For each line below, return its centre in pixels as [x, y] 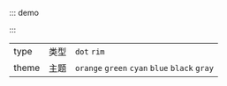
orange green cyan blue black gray [144, 68]
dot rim [90, 52]
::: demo [24, 13]
